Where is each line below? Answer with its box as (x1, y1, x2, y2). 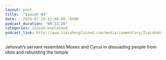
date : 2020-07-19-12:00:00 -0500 (5, 16, 79, 21)
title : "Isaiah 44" (5, 12, 48, 17)
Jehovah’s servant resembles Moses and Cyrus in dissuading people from (5, 44, 157, 50)
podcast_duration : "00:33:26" (5, 21, 68, 26)
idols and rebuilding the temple (5, 49, 69, 55)
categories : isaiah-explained (5, 26, 68, 31)
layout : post (5, 7, 32, 12)
